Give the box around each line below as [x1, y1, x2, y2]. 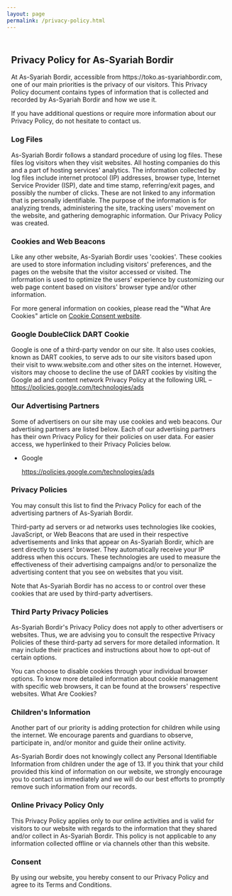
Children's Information [11, 708, 91, 718]
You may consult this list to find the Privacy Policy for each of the [11, 501, 201, 509]
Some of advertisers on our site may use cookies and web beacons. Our [11, 417, 223, 426]
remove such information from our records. [11, 782, 138, 791]
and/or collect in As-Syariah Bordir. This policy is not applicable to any [11, 831, 217, 840]
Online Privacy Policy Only [11, 800, 104, 810]
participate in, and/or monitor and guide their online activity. [11, 738, 187, 747]
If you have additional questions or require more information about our [11, 109, 216, 118]
